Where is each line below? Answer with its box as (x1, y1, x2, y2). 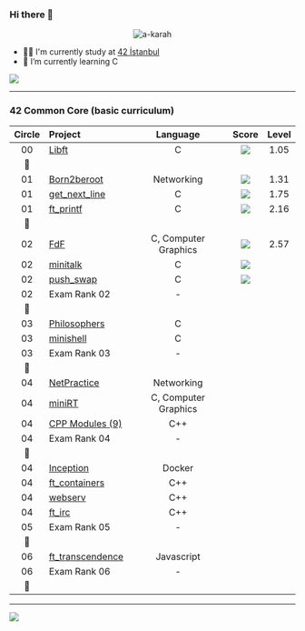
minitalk (48, 258, 83, 271)
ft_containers (48, 476, 105, 489)
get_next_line (48, 187, 106, 200)
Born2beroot (48, 173, 104, 185)
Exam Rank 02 (48, 287, 111, 300)
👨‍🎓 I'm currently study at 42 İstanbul (22, 46, 161, 57)
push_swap (48, 273, 98, 285)
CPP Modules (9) (48, 417, 123, 430)
